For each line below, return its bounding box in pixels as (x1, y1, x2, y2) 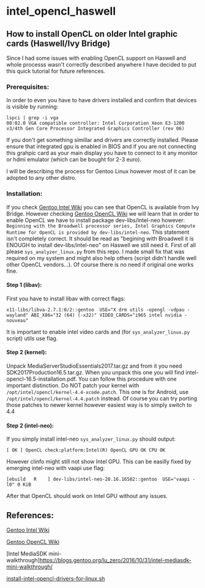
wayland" (6, 312, 29, 318)
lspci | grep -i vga (6, 115, 59, 121)
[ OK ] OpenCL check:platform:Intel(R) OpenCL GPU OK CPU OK (6, 447, 166, 453)
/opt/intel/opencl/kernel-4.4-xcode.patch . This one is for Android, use (6, 389, 188, 395)
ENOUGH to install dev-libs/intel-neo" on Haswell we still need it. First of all (6, 241, 196, 248)
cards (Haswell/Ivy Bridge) (6, 38, 111, 48)
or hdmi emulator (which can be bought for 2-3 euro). (6, 156, 142, 163)
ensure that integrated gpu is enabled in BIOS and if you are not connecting (6, 143, 197, 151)
